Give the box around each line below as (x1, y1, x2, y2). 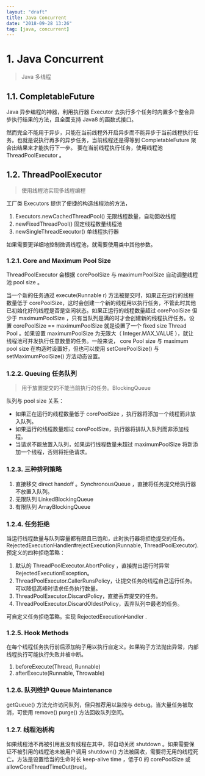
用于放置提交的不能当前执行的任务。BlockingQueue (21, 384, 151, 392)
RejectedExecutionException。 (15, 570, 93, 577)
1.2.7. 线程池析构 (6, 725, 55, 734)
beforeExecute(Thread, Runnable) (15, 663, 101, 670)
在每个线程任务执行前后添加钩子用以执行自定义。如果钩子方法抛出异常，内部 (6, 643, 199, 650)
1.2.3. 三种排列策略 (6, 465, 62, 473)
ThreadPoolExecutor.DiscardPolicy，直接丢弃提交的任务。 (15, 592, 162, 600)
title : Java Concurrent (6, 15, 67, 21)
